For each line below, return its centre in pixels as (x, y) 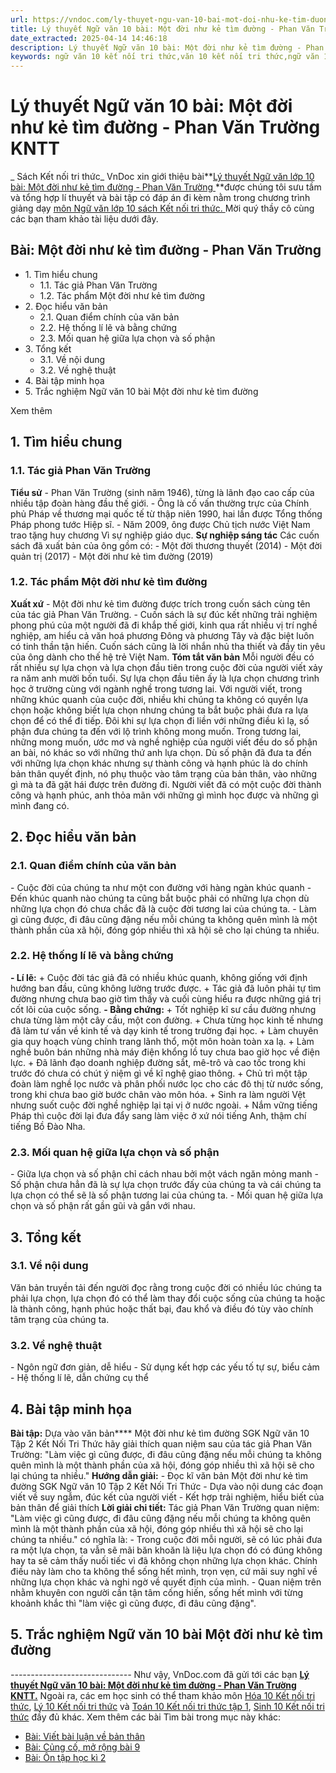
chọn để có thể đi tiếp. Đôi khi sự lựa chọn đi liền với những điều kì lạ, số (160, 720)
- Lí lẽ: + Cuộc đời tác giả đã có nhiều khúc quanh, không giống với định (159, 977)
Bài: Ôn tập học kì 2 (65, 1757)
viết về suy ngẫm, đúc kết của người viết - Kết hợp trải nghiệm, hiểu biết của (167, 1497)
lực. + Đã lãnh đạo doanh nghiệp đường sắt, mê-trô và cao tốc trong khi (158, 1062)
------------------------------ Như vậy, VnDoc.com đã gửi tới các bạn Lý (160, 1674)
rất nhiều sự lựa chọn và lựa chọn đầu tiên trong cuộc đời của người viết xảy (166, 667)
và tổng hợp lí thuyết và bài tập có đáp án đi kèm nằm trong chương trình (160, 198)
